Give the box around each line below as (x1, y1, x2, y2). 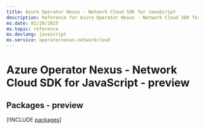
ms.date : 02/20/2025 (6, 20, 59, 26)
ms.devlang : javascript (6, 31, 67, 38)
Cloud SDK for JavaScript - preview (6, 76, 190, 90)
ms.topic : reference (6, 25, 59, 32)
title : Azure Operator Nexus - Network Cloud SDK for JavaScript (6, 8, 176, 15)
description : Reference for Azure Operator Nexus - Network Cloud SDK (6, 15, 190, 21)
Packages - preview (6, 100, 84, 110)
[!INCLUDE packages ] (6, 116, 62, 123)
